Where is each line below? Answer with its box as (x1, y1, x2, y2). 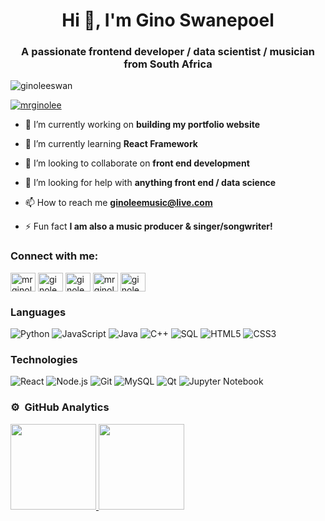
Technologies (10, 353, 78, 366)
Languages (10, 305, 67, 319)
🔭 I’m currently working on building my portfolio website (24, 119, 261, 131)
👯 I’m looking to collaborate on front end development (24, 157, 250, 169)
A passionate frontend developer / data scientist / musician (21, 45, 315, 59)
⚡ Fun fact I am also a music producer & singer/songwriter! (24, 220, 273, 233)
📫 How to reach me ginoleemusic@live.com (24, 197, 213, 209)
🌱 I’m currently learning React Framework (24, 138, 198, 150)
